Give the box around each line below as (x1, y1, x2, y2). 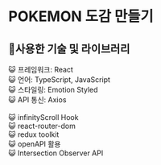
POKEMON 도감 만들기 (8, 7, 154, 26)
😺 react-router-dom (8, 122, 76, 130)
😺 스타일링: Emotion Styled (8, 85, 98, 94)
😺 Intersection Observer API (8, 148, 104, 158)
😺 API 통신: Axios (8, 95, 67, 105)
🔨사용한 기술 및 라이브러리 (8, 42, 130, 56)
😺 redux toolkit (8, 130, 60, 139)
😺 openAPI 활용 (8, 139, 61, 149)
